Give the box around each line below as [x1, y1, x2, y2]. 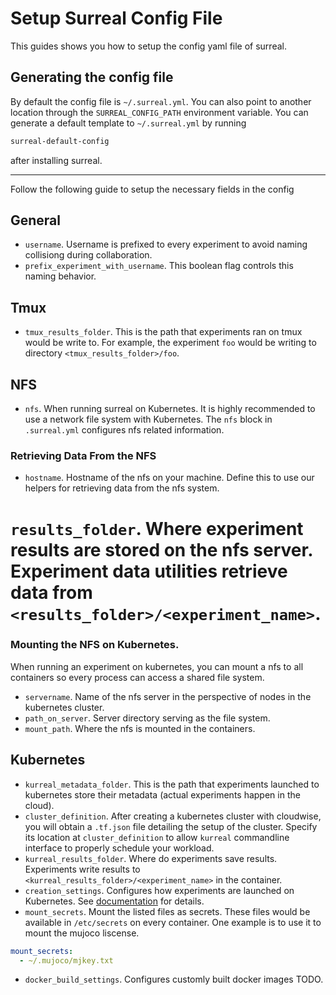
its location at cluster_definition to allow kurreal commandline [24, 831, 290, 843]
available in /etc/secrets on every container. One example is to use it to [24, 916, 322, 928]
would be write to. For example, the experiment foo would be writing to [24, 337, 317, 349]
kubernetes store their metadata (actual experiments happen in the [24, 788, 301, 801]
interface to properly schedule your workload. [24, 842, 215, 854]
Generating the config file [10, 69, 174, 86]
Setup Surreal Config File [10, 7, 223, 30]
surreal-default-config [10, 136, 110, 146]
